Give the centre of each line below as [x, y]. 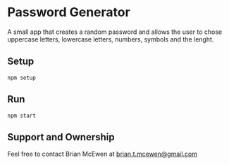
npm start [22, 116]
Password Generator [69, 12]
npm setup [22, 78]
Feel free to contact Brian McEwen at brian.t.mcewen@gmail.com [103, 154]
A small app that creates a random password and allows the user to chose [115, 32]
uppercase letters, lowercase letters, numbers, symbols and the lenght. [111, 39]
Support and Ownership [61, 137]
